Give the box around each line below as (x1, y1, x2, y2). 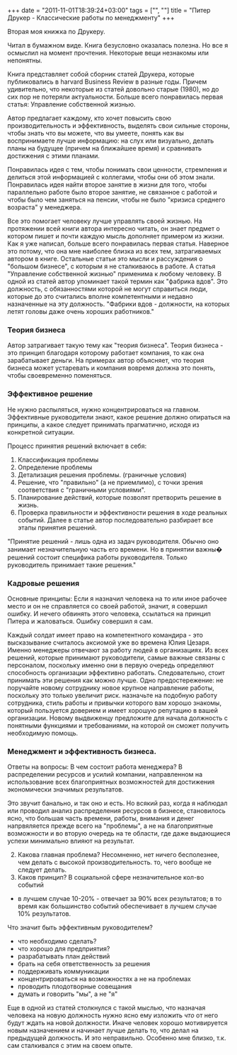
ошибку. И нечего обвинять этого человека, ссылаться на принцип (7, 609, 211, 618)
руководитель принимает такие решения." (7, 560, 137, 569)
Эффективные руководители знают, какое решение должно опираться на (7, 412, 231, 421)
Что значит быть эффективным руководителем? (7, 923, 154, 932)
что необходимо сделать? (17, 937, 97, 946)
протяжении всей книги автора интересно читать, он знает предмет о (7, 224, 221, 233)
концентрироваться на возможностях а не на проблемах (17, 975, 191, 983)
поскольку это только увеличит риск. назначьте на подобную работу (7, 691, 218, 699)
